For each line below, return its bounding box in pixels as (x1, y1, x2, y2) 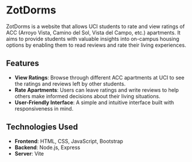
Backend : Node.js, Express (14, 144, 81, 151)
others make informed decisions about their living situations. (14, 92, 161, 99)
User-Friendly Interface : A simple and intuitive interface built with (14, 99, 174, 106)
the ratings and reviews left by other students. (14, 80, 126, 87)
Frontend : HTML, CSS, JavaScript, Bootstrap (14, 137, 124, 144)
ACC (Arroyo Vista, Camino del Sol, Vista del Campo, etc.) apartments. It (6, 29, 181, 36)
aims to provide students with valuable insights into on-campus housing (6, 35, 180, 42)
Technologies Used (6, 122, 78, 132)
